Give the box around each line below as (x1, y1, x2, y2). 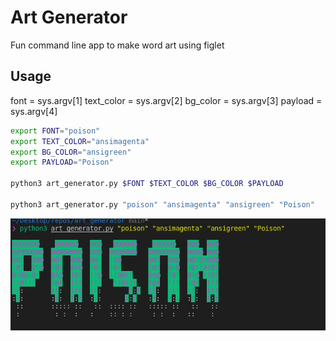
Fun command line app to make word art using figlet (10, 39, 225, 51)
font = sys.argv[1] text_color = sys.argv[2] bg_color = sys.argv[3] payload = (10, 94, 323, 106)
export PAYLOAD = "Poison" (10, 157, 114, 168)
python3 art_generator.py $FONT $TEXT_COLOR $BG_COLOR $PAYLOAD (10, 179, 284, 189)
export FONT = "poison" (10, 126, 101, 136)
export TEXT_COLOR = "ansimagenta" (10, 136, 150, 146)
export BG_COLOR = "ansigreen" (10, 147, 132, 157)
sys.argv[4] (10, 105, 58, 117)
